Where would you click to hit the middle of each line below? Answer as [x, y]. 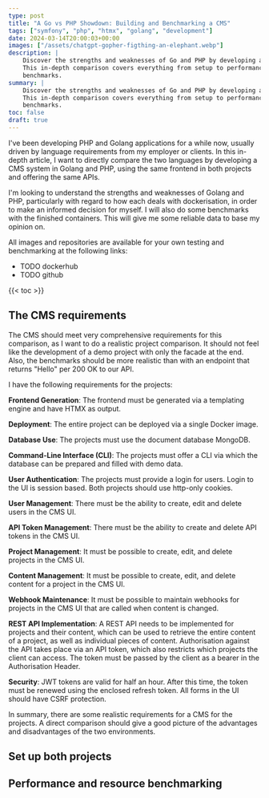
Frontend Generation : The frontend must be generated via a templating [126, 400]
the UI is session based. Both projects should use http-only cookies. [121, 488]
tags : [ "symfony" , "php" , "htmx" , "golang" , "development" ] [111, 30]
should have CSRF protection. [57, 699]
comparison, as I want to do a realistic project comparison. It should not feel [134, 343]
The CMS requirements [67, 316]
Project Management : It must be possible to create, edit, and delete [120, 551]
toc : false [26, 113]
